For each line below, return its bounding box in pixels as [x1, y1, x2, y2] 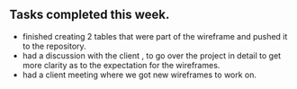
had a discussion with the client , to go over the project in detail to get [22, 49, 282, 61]
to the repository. [22, 40, 87, 51]
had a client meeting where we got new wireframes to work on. [22, 69, 257, 80]
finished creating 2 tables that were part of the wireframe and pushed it [22, 31, 288, 41]
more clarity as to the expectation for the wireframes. [22, 59, 220, 70]
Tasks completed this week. [9, 7, 170, 22]
